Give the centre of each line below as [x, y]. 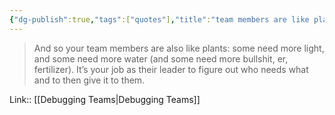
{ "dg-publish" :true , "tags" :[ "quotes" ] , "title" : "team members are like [159, 19]
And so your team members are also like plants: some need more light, [179, 48]
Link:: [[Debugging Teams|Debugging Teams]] [105, 99]
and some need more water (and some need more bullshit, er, [161, 58]
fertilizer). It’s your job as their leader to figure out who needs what [171, 69]
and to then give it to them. [89, 80]
